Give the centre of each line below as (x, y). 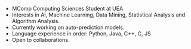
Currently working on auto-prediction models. (68, 27)
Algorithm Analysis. (36, 21)
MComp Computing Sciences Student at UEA (67, 9)
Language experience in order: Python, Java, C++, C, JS (81, 34)
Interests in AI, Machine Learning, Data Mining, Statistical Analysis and (98, 15)
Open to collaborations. (41, 40)
